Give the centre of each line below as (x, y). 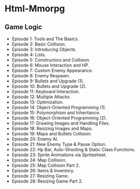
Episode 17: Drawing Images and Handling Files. (61, 123)
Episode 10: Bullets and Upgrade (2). (49, 86)
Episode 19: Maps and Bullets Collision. (52, 134)
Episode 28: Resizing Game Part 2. (47, 181)
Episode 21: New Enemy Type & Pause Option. (59, 144)
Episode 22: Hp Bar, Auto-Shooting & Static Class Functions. (73, 150)
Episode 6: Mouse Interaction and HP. (50, 65)
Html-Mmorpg (35, 9)
